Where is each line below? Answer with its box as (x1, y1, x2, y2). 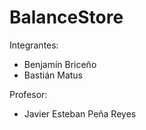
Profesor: (9, 88, 48, 100)
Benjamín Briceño (23, 58, 97, 70)
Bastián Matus (23, 69, 84, 81)
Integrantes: (9, 39, 59, 51)
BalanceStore (9, 6, 124, 29)
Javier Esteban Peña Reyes (23, 107, 137, 120)
